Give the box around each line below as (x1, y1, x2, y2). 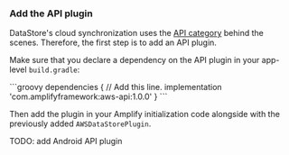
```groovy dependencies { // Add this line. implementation (9, 82, 223, 93)
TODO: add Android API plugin (9, 136, 123, 147)
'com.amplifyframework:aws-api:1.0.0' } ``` (9, 91, 168, 102)
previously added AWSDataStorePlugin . (9, 118, 152, 129)
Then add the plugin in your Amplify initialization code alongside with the (9, 109, 280, 120)
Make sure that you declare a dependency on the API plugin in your (9, 55, 260, 66)
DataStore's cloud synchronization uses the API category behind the (9, 28, 264, 39)
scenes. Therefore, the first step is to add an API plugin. (9, 37, 217, 48)
